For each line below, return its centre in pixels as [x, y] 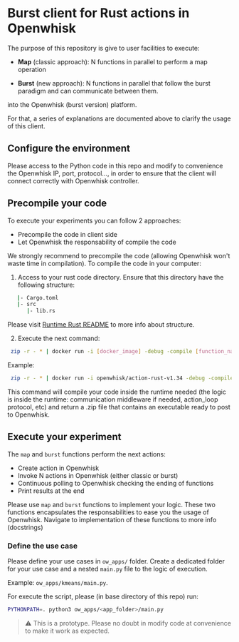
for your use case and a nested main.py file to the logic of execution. [107, 569]
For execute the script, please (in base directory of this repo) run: [103, 596]
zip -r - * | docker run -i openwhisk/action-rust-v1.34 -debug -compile [122, 378]
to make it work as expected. [67, 631]
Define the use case [43, 546]
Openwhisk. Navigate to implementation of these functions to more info [112, 519]
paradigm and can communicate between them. [88, 91]
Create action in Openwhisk [58, 468]
